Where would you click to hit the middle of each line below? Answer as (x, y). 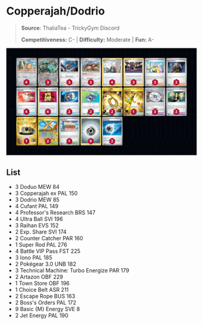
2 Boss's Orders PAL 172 (46, 303)
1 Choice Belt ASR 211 (42, 290)
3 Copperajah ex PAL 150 (46, 193)
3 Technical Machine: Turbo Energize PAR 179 (72, 271)
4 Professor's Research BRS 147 (55, 212)
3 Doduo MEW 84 (37, 187)
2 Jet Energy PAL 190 (41, 315)
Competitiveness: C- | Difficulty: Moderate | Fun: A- (87, 39)
